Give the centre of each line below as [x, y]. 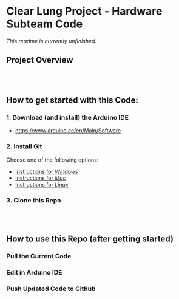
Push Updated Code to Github [51, 289]
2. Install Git [24, 146]
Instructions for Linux [42, 184]
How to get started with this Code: [72, 101]
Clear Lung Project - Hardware [84, 11]
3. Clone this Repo [34, 200]
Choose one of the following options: [52, 160]
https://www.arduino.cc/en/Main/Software [68, 131]
